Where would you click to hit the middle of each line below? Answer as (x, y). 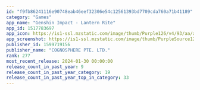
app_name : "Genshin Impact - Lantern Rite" (61, 22)
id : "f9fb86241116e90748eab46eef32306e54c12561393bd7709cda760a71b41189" (100, 12)
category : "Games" (29, 17)
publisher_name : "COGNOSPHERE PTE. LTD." (58, 50)
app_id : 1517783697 (30, 28)
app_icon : (18, 34)
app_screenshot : (26, 39)
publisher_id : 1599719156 (38, 45)
